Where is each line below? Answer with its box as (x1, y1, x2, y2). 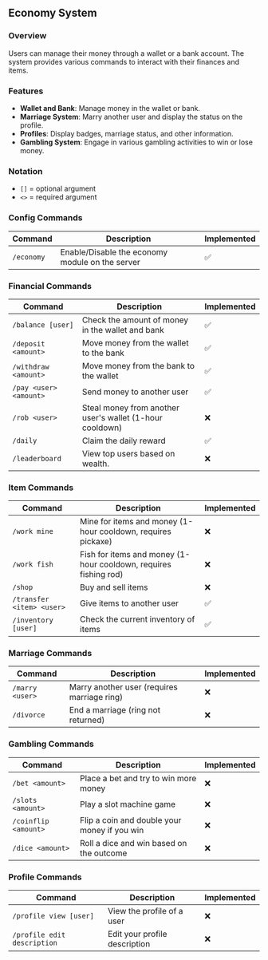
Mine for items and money (79, 516, 178, 527)
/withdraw (12, 362, 49, 371)
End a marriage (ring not (69, 705, 161, 716)
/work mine (12, 527, 53, 536)
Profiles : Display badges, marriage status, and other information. (19, 128, 234, 138)
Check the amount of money (81, 314, 189, 326)
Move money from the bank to (81, 360, 195, 371)
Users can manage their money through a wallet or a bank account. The (8, 48, 245, 58)
